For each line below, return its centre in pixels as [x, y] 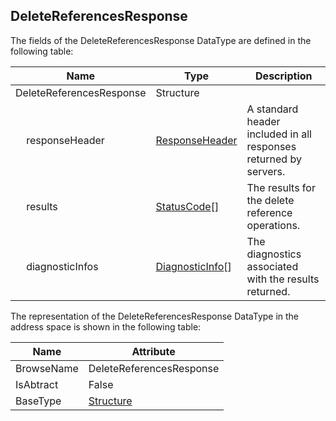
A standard [272, 109]
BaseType [38, 401]
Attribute [153, 351]
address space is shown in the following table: [106, 326]
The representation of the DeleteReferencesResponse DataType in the [155, 316]
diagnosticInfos [62, 266]
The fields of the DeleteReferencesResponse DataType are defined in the [161, 40]
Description [284, 76]
